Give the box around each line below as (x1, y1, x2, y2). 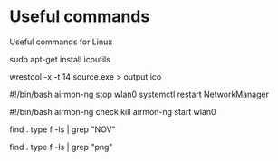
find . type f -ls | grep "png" (9, 141, 113, 152)
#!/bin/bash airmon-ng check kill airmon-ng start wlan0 (9, 106, 216, 117)
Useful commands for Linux (9, 36, 113, 47)
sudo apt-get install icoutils (9, 53, 111, 64)
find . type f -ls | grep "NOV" (9, 124, 116, 135)
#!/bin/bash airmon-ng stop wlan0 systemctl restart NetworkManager (9, 89, 270, 99)
